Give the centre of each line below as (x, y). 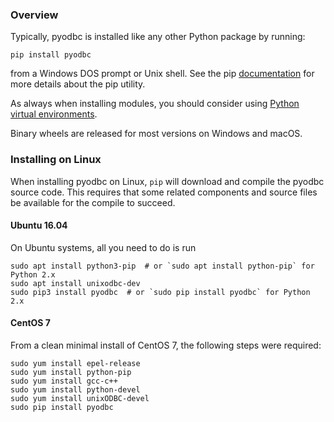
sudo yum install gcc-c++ (64, 381)
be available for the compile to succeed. (93, 202)
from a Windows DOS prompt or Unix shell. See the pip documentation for (162, 74)
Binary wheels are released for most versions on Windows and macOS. (156, 134)
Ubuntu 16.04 (39, 225)
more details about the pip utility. (78, 84)
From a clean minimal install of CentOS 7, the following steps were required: (166, 345)
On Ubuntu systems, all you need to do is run (103, 247)
